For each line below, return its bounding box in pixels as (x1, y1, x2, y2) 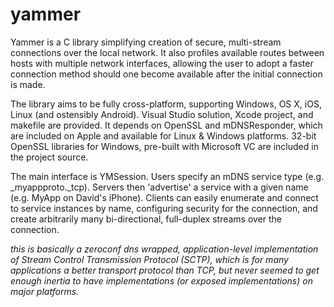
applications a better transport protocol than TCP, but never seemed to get (10, 264, 320, 276)
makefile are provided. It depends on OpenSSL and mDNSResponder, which (10, 119, 323, 131)
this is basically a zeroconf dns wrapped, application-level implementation (10, 243, 319, 255)
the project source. (10, 151, 89, 163)
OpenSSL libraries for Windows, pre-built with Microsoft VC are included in (10, 140, 319, 152)
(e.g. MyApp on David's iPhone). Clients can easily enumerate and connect (10, 191, 319, 203)
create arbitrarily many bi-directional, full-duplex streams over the (10, 213, 283, 225)
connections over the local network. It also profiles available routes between (10, 46, 325, 58)
